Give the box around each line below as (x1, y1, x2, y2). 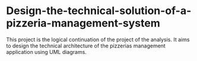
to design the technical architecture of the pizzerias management (6, 42, 166, 49)
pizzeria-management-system (6, 16, 160, 30)
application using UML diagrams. (6, 48, 87, 55)
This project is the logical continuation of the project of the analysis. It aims (6, 36, 190, 43)
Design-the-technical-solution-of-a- (6, 4, 192, 18)
